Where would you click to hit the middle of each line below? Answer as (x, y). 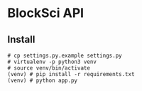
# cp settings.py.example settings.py (65, 55)
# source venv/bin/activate (49, 68)
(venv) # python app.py (43, 80)
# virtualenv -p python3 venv (52, 62)
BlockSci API (45, 13)
